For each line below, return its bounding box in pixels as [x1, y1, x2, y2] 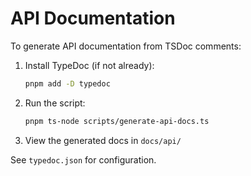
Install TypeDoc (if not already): [24, 59, 155, 71]
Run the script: [24, 97, 86, 109]
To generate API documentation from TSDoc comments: [10, 40, 242, 52]
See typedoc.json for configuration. [10, 153, 157, 166]
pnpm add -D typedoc [24, 78, 111, 89]
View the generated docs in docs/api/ [24, 134, 182, 146]
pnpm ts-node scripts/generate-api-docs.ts [24, 116, 210, 126]
